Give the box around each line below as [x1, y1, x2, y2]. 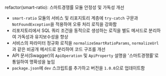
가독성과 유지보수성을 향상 [17, 34, 68, 39]
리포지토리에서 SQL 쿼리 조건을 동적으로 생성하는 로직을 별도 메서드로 [11, 27, 148, 33]
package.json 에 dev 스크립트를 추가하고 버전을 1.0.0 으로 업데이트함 [11, 65, 145, 71]
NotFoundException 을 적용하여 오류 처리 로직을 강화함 [11, 21, 117, 27]
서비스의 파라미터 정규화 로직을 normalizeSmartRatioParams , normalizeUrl [11, 40, 159, 46]
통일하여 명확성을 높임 [11, 59, 55, 64]
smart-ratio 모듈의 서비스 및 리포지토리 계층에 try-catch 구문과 [11, 15, 138, 21]
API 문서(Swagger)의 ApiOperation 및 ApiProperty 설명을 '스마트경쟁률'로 [11, 52, 159, 58]
